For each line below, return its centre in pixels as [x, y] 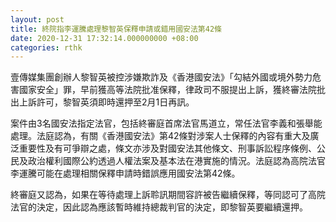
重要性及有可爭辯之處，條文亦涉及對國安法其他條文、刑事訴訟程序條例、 [167, 148]
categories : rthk [46, 47]
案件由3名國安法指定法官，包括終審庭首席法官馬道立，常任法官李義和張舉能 [166, 123]
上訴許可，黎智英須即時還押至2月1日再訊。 [106, 102]
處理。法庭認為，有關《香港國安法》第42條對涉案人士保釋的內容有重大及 [160, 136]
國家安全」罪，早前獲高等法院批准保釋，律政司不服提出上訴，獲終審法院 [167, 90]
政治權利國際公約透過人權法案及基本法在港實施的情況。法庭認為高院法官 [176, 161]
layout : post [37, 19]
